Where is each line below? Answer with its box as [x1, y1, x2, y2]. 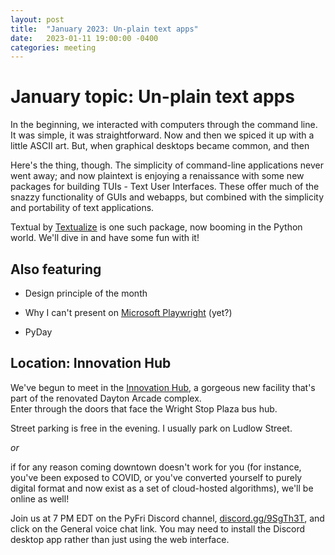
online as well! [10, 492, 70, 505]
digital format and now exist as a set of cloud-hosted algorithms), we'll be [10, 482, 314, 494]
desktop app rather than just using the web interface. [10, 533, 230, 545]
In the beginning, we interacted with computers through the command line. [10, 119, 318, 131]
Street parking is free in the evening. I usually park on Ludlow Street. [10, 422, 293, 434]
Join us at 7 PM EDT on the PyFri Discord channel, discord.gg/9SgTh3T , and [10, 512, 325, 524]
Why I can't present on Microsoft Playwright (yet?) [24, 307, 233, 318]
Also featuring [10, 261, 102, 278]
